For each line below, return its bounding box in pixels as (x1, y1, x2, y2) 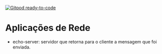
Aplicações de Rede (5, 22, 91, 33)
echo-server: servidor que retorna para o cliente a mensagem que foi (12, 38, 157, 44)
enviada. (12, 44, 31, 50)
